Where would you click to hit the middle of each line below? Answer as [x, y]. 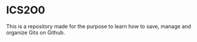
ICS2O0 [26, 10]
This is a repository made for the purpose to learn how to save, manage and [98, 26]
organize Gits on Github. [35, 32]
